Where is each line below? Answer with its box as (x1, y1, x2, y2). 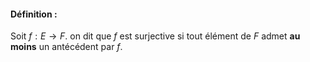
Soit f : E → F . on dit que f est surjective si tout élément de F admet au (10, 30, 301, 42)
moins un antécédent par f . (10, 41, 123, 53)
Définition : (10, 8, 58, 20)
